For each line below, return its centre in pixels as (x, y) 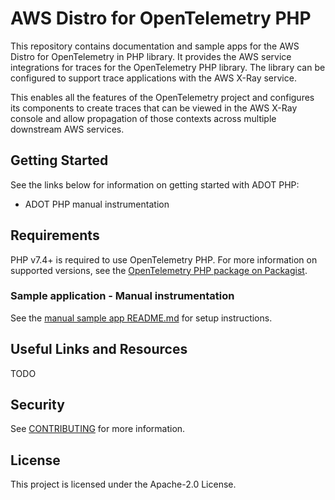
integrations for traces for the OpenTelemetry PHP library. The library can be (168, 67)
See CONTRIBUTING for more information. (98, 429)
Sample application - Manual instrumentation (122, 296)
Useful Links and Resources (99, 349)
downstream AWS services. (67, 129)
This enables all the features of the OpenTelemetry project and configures (162, 97)
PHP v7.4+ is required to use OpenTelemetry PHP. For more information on (164, 259)
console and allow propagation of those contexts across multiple (143, 118)
